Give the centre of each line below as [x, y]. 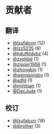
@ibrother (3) [26, 126]
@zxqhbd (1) [26, 59]
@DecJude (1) [27, 91]
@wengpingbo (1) [31, 75]
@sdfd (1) [22, 80]
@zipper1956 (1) [30, 64]
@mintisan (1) [27, 86]
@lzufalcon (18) [29, 120]
